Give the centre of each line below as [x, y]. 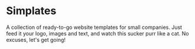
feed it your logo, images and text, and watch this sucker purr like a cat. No [97, 33]
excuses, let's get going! [36, 40]
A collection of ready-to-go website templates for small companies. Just [94, 27]
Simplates [31, 11]
